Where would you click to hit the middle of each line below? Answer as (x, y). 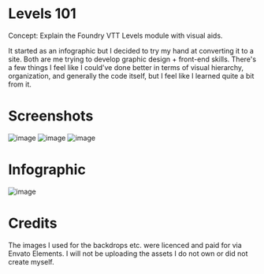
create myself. (32, 261)
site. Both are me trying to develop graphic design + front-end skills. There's (132, 59)
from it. (20, 84)
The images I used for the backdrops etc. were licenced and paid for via (125, 245)
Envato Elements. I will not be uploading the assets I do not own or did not (128, 254)
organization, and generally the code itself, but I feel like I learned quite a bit (131, 76)
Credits (33, 223)
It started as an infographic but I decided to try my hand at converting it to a (131, 50)
